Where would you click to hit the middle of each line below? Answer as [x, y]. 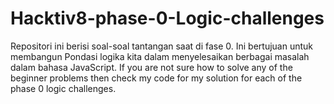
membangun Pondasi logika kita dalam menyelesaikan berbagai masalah [160, 56]
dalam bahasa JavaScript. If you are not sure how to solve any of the [151, 67]
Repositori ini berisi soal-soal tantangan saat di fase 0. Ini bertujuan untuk [162, 46]
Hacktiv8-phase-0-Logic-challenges [167, 18]
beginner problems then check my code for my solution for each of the [156, 78]
